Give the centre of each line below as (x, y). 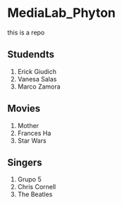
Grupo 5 (30, 179)
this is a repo (26, 32)
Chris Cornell (37, 187)
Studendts (31, 55)
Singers (25, 162)
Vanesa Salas (37, 79)
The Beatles (35, 194)
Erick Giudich (37, 71)
